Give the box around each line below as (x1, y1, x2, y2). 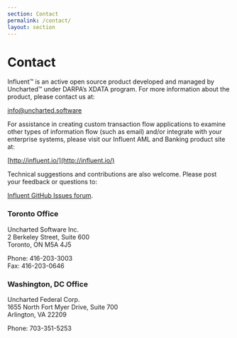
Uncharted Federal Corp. (7, 295, 80, 303)
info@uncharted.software (7, 106, 82, 115)
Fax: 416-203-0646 (7, 261, 65, 270)
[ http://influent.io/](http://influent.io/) (7, 157, 115, 165)
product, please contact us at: (7, 93, 95, 101)
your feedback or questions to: (7, 178, 98, 186)
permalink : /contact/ (7, 17, 72, 24)
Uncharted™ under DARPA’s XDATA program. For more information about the (7, 85, 230, 94)
